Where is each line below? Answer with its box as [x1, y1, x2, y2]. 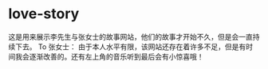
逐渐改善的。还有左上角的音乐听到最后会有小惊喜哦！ [29, 52, 204, 61]
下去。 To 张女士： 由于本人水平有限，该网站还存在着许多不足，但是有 [14, 41, 246, 52]
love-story [8, 5, 80, 23]
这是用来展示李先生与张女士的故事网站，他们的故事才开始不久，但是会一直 [8, 32, 253, 41]
